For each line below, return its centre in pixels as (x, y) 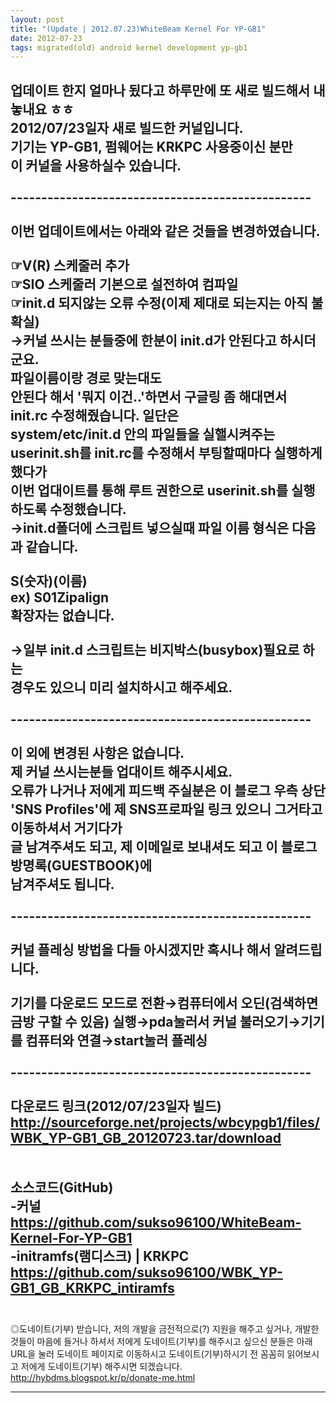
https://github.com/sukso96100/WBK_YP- (146, 1272)
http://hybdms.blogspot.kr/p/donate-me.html (103, 1378)
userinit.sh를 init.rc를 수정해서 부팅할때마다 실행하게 (166, 452)
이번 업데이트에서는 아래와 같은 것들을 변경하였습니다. (165, 231)
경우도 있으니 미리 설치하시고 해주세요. (121, 687)
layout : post (37, 19)
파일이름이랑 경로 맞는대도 (86, 377)
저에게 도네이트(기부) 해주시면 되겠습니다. (101, 1367)
